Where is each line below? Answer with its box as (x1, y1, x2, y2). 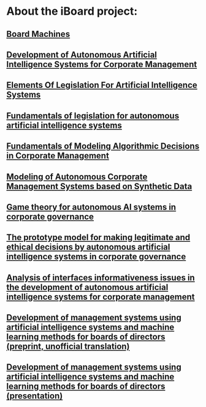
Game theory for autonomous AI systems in (6, 201, 177, 212)
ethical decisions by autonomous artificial (6, 242, 170, 252)
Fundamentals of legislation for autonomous (6, 110, 180, 121)
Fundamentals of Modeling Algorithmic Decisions (6, 141, 200, 152)
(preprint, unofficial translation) (6, 341, 130, 352)
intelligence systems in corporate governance (6, 252, 186, 262)
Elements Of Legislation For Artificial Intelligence (6, 80, 197, 90)
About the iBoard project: (6, 4, 138, 18)
